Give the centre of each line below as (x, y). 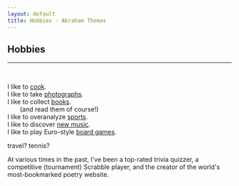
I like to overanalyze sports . (48, 117)
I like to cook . (27, 87)
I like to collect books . (39, 102)
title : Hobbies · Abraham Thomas (57, 21)
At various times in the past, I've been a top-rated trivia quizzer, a (103, 160)
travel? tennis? (28, 146)
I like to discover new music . (49, 124)
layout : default (31, 14)
